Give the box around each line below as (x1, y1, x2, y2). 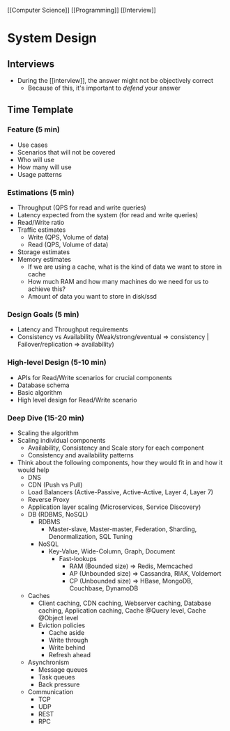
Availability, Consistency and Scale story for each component (27, 443, 204, 452)
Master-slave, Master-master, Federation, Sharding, (48, 525, 197, 533)
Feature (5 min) (7, 125, 61, 134)
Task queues (38, 673, 75, 681)
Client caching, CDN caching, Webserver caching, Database (38, 599, 212, 607)
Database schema (17, 381, 70, 389)
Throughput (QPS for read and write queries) (17, 203, 146, 212)
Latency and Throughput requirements (17, 325, 129, 333)
